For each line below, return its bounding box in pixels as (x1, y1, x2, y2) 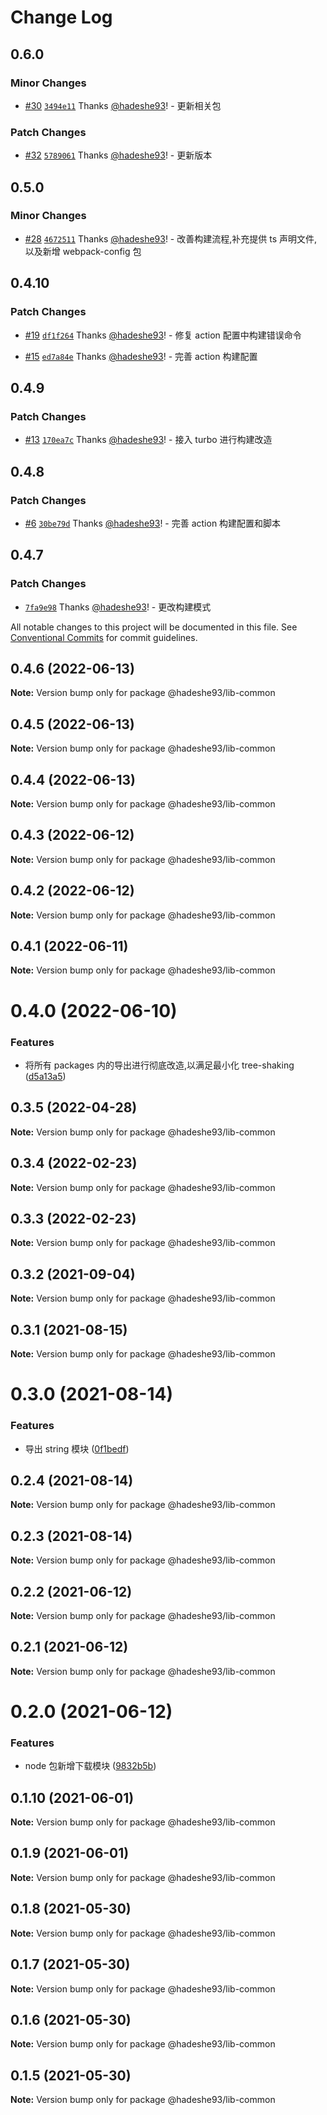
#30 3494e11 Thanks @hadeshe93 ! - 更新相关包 (24, 99, 222, 111)
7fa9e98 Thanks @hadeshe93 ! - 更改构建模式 (24, 601, 212, 613)
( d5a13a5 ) (24, 1070, 67, 1082)
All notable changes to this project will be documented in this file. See (10, 621, 298, 633)
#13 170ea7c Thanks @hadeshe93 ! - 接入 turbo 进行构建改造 (24, 434, 273, 446)
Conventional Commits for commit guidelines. (10, 631, 198, 643)
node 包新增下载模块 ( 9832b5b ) (24, 1760, 157, 1772)
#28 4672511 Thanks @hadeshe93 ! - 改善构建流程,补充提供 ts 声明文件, (24, 232, 318, 245)
